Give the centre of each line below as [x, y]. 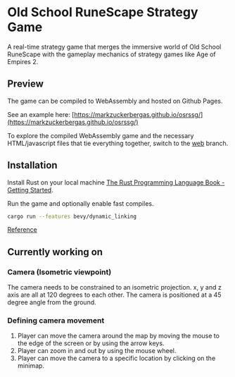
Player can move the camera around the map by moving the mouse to [119, 336]
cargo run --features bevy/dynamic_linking [72, 216]
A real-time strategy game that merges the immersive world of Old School [114, 47]
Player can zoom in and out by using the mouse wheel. [97, 351]
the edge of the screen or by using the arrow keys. [91, 343]
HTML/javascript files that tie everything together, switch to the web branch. [118, 143]
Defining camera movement [56, 321]
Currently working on [55, 252]
